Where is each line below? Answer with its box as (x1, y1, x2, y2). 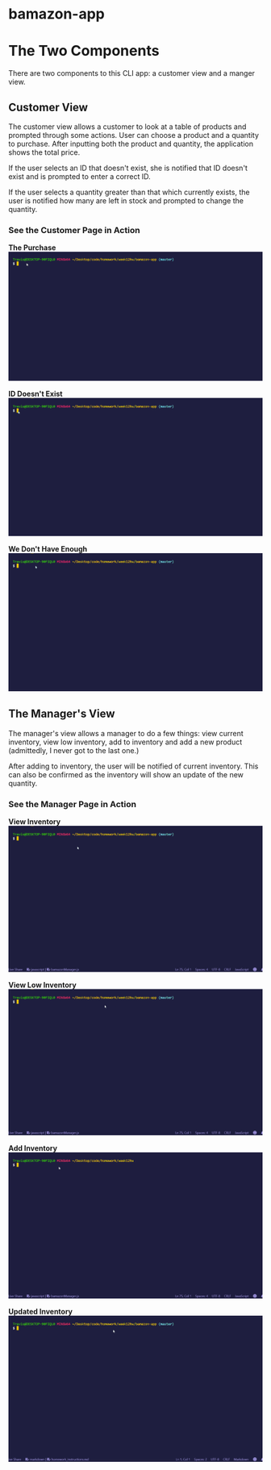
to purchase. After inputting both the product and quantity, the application (8, 139, 254, 148)
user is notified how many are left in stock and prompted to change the (8, 195, 244, 206)
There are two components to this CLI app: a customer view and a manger (8, 69, 256, 78)
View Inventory (8, 816, 61, 827)
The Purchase (8, 243, 56, 252)
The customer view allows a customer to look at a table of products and (8, 122, 247, 131)
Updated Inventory (8, 1306, 73, 1316)
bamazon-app (8, 5, 105, 23)
